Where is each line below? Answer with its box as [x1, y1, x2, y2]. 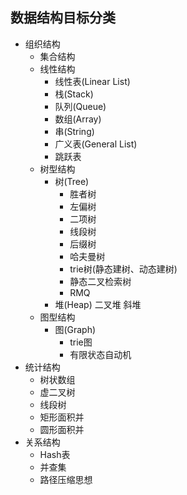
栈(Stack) [54, 88, 94, 100]
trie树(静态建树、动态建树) [69, 263, 178, 275]
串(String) [54, 125, 95, 137]
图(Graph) [54, 323, 97, 335]
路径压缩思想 [39, 473, 93, 485]
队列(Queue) [54, 100, 107, 112]
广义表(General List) [54, 138, 138, 150]
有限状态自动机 [69, 348, 132, 360]
